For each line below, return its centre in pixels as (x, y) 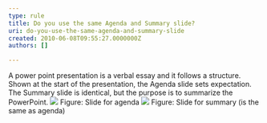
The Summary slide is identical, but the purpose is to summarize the (121, 92)
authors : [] (28, 46)
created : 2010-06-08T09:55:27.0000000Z (75, 38)
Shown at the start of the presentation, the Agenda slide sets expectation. (130, 84)
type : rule (26, 16)
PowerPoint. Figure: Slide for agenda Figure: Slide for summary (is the (133, 102)
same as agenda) (37, 111)
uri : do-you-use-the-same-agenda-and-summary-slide (96, 31)
